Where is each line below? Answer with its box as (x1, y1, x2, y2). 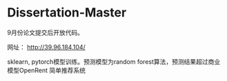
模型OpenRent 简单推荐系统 (7, 66, 86, 74)
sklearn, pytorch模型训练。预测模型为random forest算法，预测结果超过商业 (7, 57, 221, 66)
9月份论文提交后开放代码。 (7, 28, 84, 36)
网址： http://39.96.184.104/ (7, 43, 86, 51)
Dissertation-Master (7, 5, 127, 21)
